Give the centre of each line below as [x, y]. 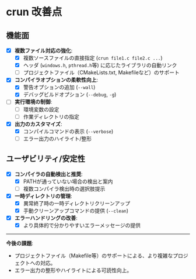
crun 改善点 [34, 12]
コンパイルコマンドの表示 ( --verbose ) [68, 131]
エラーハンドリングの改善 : [46, 218]
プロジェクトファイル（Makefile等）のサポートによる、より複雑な [94, 256]
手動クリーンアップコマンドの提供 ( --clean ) [76, 211]
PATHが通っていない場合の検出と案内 [68, 181]
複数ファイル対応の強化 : [43, 51]
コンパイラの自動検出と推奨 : [48, 174]
